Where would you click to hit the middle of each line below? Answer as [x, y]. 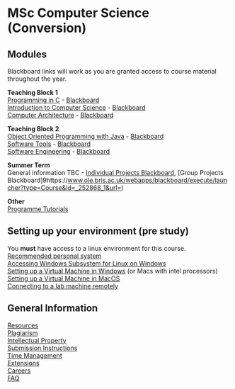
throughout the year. [37, 79]
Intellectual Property [37, 340]
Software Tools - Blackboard [49, 144]
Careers [19, 371]
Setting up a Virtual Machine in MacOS [64, 278]
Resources [23, 325]
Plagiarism [23, 333]
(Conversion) [47, 28]
